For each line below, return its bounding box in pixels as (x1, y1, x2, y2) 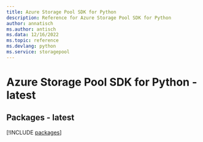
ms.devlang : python (6, 43, 56, 50)
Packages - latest (6, 113, 75, 123)
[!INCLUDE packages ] (6, 129, 62, 136)
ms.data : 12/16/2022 (6, 32, 59, 38)
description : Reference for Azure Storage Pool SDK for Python (6, 15, 172, 21)
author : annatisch (6, 20, 53, 26)
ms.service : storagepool (6, 49, 70, 55)
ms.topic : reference (6, 37, 59, 43)
